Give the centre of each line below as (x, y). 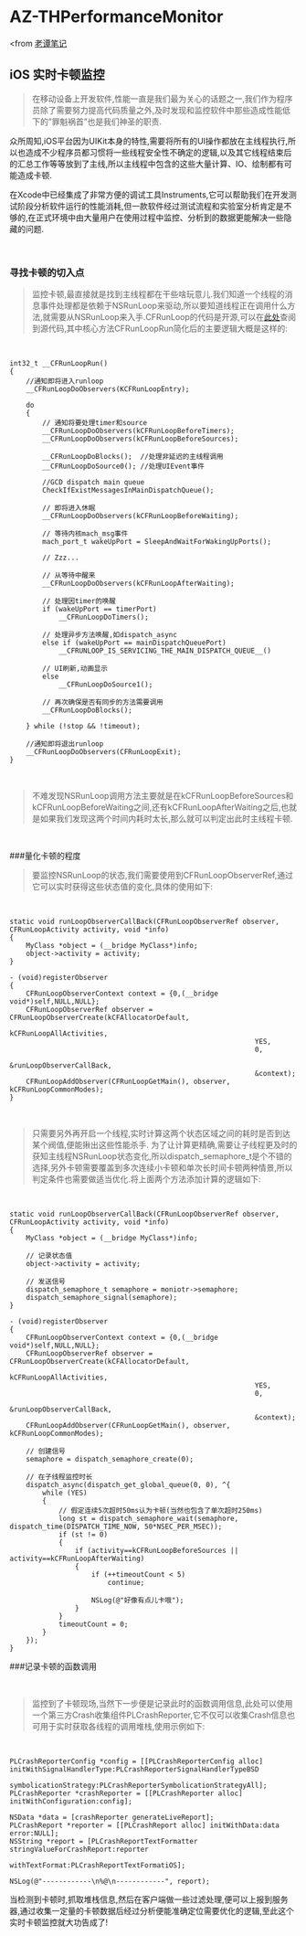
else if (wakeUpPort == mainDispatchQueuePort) (134, 643)
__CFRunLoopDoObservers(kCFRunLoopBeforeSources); (141, 439)
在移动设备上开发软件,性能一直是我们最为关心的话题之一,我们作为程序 (162, 99)
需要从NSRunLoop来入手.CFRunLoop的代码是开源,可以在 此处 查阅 (173, 317)
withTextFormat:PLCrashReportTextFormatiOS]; (97, 1866)
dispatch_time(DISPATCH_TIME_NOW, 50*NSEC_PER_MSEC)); (116, 1527)
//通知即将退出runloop (65, 744)
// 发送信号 (46, 1282)
